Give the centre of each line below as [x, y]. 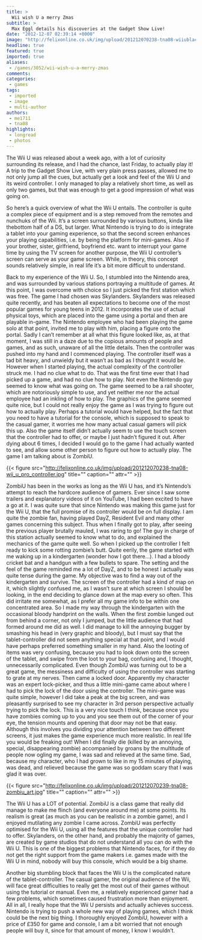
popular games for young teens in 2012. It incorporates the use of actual [96, 309]
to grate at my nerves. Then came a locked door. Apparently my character [98, 677]
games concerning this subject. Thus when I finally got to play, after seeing [99, 524]
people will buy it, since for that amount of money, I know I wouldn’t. [91, 930]
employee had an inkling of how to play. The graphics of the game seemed [99, 399]
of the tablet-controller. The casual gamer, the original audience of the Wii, [99, 879]
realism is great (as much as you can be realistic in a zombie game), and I [97, 816]
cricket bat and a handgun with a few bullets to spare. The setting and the [98, 562]
